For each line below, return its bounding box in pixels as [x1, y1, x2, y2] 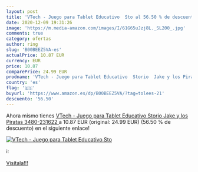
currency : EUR [6, 58, 41, 63]
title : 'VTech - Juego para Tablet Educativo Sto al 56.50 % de [6, 14, 170, 20]
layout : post [6, 8, 38, 15]
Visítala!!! [6, 159, 28, 166]
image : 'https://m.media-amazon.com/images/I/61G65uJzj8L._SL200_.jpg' [6, 25, 186, 31]
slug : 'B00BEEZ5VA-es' [6, 47, 62, 53]
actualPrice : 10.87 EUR [6, 52, 65, 58]
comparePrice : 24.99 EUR [6, 69, 67, 75]
